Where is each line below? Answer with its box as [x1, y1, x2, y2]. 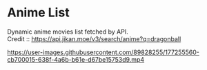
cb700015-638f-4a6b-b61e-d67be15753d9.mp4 [7, 55, 145, 63]
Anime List [7, 5, 70, 21]
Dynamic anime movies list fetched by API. [7, 27, 129, 36]
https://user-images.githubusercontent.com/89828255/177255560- [7, 48, 200, 56]
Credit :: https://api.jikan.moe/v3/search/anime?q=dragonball [7, 34, 181, 43]
